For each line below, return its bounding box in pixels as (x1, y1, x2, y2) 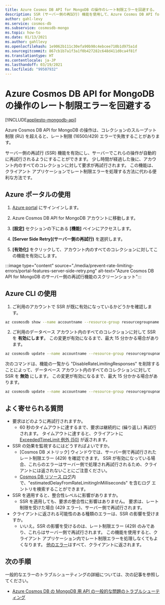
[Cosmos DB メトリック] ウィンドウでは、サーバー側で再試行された (19, 449, 157, 455)
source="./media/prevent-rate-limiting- (55, 262, 134, 268)
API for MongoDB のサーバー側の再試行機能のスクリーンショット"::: (5, 274, 141, 280)
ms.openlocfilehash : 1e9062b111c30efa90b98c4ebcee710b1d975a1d (5, 44, 137, 49)
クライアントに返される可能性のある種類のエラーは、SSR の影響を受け (12, 511, 156, 517)
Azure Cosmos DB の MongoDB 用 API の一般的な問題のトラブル (12, 588, 143, 594)
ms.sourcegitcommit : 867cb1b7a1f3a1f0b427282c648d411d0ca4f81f (5, 48, 137, 53)
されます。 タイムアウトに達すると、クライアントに (19, 431, 124, 436)
